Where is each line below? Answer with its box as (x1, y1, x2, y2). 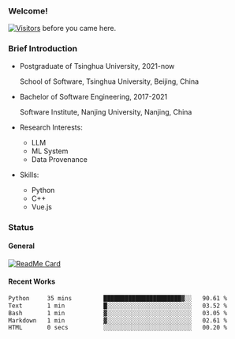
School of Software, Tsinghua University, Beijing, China (19, 77, 200, 86)
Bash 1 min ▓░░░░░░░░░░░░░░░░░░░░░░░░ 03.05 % (8, 309, 227, 317)
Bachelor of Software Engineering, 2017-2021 (19, 92, 168, 101)
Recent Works (8, 277, 56, 286)
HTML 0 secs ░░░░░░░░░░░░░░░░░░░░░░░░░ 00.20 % (8, 324, 227, 332)
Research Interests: (19, 122, 83, 132)
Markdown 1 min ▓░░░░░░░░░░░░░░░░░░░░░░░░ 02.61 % (8, 316, 227, 325)
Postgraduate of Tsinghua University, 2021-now (19, 61, 175, 70)
